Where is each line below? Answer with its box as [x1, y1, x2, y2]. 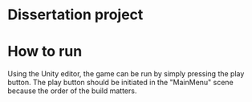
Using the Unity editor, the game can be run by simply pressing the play [7, 69, 245, 79]
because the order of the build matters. [7, 86, 137, 96]
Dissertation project [7, 6, 144, 24]
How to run [7, 43, 83, 61]
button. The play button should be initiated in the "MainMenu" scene [7, 78, 234, 88]
